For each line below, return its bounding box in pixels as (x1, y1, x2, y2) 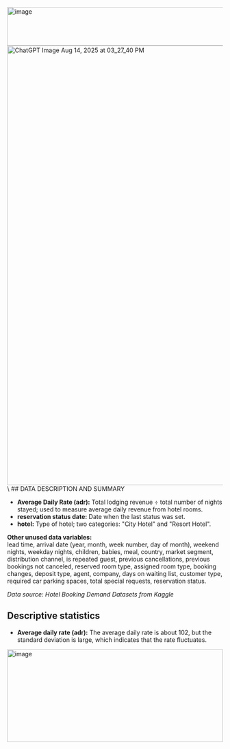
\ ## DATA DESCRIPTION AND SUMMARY (7, 485, 125, 493)
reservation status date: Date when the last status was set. (16, 513, 186, 520)
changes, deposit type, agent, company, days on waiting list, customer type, (7, 570, 222, 577)
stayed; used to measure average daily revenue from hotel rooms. (16, 505, 203, 514)
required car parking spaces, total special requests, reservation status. (7, 577, 207, 585)
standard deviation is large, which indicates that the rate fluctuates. (16, 635, 207, 644)
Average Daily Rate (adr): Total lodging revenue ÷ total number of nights (16, 498, 222, 506)
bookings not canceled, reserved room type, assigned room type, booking (7, 562, 217, 571)
